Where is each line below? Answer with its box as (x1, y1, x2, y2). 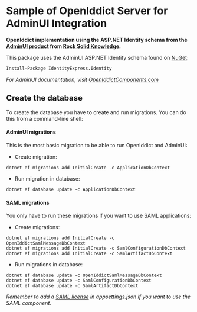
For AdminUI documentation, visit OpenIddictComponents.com (6, 76, 159, 83)
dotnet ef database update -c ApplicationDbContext (6, 186, 136, 192)
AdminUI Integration (6, 17, 107, 30)
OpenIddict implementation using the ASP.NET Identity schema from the (6, 36, 188, 43)
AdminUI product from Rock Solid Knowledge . (6, 43, 122, 50)
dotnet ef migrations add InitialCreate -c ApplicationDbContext (6, 165, 170, 171)
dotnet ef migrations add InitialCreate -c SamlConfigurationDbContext (6, 246, 186, 252)
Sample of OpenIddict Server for (6, 4, 168, 18)
